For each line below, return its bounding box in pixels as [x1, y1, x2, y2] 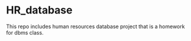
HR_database [6, 4, 73, 17]
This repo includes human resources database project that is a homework [6, 23, 185, 30]
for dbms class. [6, 29, 44, 36]
